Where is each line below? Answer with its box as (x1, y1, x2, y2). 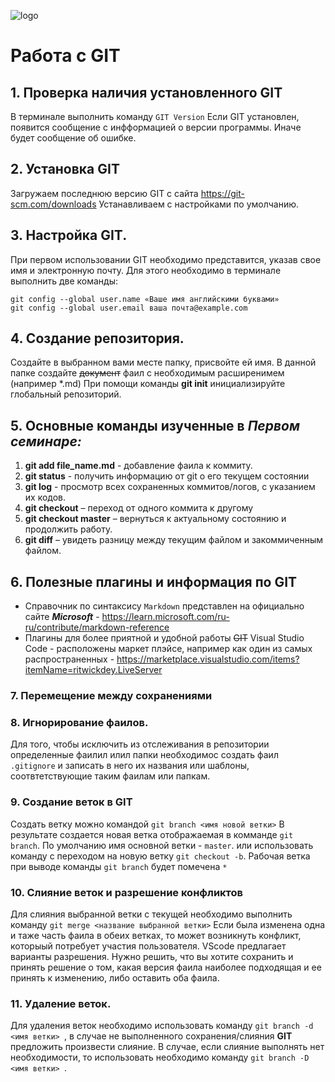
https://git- (200, 187, 245, 199)
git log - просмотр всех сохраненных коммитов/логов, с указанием (24, 481, 316, 493)
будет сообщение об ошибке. (10, 132, 137, 144)
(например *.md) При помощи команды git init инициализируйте (10, 378, 286, 390)
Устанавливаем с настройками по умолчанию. (98, 198, 300, 210)
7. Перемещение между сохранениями (10, 688, 213, 702)
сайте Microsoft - (24, 611, 100, 623)
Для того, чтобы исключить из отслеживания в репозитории (10, 738, 270, 750)
